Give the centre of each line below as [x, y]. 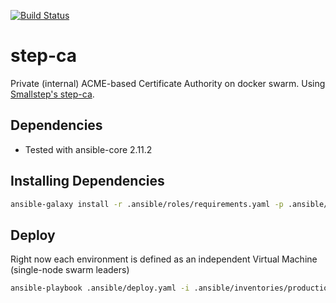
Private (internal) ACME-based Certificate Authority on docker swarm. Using [168, 83]
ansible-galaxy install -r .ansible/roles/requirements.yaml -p [147, 204]
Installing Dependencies [87, 181]
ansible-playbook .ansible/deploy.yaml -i [100, 288]
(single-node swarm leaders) [70, 270]
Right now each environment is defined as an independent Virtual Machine [164, 259]
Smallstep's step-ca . [52, 94]
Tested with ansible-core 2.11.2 [88, 149]
